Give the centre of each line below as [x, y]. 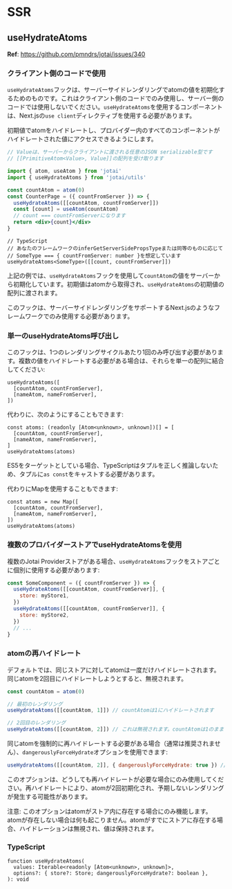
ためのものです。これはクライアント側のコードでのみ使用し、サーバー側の [118, 98]
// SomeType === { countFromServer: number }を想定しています [94, 256]
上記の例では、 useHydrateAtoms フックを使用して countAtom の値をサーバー [111, 275]
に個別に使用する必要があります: [54, 570]
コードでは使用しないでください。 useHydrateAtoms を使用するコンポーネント [115, 107]
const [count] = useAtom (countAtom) [66, 209]
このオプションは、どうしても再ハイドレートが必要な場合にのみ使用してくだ [116, 779]
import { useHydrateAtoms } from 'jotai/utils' [77, 177]
